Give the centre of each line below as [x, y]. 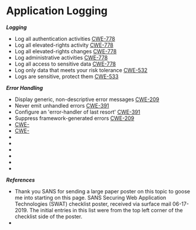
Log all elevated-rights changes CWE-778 [66, 51]
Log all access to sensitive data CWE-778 [65, 64]
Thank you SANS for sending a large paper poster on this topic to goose [102, 191]
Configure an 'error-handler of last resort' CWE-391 [77, 112]
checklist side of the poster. [48, 216]
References [21, 180]
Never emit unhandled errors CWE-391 [62, 105]
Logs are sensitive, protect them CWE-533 [67, 76]
